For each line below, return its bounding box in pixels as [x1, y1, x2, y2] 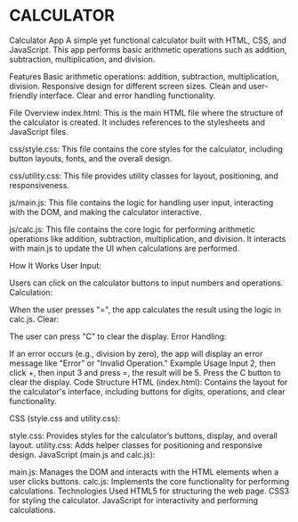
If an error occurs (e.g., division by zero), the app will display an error [9, 348, 263, 359]
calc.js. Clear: [9, 313, 60, 324]
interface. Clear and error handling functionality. [39, 90, 216, 101]
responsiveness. [9, 179, 69, 190]
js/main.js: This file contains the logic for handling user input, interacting [9, 197, 274, 208]
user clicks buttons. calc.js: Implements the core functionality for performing [9, 476, 290, 486]
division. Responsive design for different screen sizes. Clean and [9, 80, 247, 91]
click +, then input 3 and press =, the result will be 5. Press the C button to [9, 367, 282, 377]
